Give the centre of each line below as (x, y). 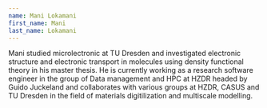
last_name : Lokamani (43, 30)
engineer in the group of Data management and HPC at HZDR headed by (128, 79)
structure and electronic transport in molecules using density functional (126, 62)
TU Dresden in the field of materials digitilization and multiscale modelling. (131, 96)
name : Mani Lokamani (43, 16)
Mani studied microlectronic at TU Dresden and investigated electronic (125, 54)
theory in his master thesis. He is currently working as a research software (131, 70)
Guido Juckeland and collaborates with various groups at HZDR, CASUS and (134, 87)
